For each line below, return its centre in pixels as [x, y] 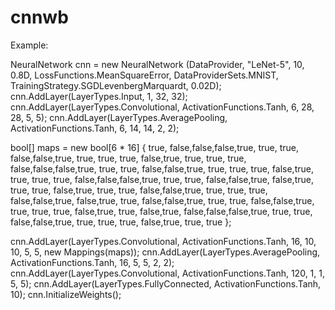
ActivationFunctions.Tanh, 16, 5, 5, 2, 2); [92, 262]
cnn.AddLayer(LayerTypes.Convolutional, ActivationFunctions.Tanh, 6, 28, [162, 107]
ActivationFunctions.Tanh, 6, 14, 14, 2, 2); [95, 128]
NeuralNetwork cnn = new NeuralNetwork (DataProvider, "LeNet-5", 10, [157, 64]
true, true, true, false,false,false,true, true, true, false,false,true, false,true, [162, 179]
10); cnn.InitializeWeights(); [66, 294]
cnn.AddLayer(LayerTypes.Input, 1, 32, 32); [99, 96]
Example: [29, 45]
